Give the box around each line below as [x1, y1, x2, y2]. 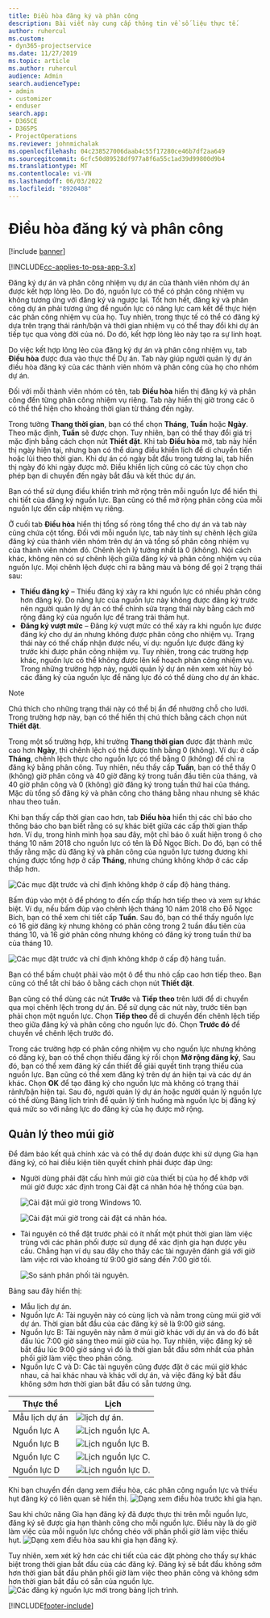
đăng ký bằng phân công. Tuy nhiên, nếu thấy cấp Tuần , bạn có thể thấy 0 [8, 762, 256, 772]
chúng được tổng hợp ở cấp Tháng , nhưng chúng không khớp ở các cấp [8, 855, 248, 865]
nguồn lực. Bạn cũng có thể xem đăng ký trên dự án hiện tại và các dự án [8, 1069, 251, 1079]
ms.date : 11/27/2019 [8, 49, 78, 57]
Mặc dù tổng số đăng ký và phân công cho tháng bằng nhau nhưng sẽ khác [8, 788, 260, 797]
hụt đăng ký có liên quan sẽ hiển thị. [8, 1493, 129, 1503]
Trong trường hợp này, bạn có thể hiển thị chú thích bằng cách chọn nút [8, 712, 247, 722]
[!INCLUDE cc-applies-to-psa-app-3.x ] [8, 262, 136, 272]
